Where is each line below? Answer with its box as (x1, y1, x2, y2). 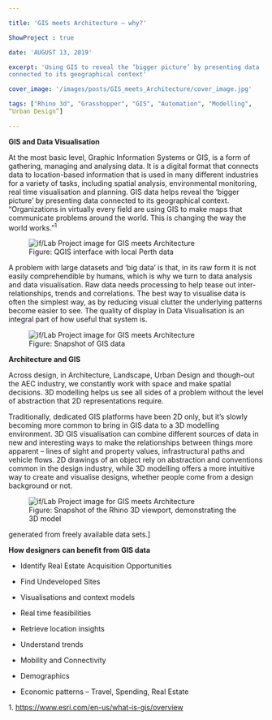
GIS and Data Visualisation (8, 136, 100, 146)
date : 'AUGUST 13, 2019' (8, 48, 93, 57)
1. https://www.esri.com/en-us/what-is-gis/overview (8, 703, 184, 713)
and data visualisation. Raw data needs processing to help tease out (8, 280, 237, 290)
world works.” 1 (8, 221, 58, 232)
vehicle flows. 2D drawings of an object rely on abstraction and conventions (8, 455, 263, 465)
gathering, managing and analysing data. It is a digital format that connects (8, 161, 259, 170)
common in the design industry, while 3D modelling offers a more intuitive (8, 463, 256, 473)
